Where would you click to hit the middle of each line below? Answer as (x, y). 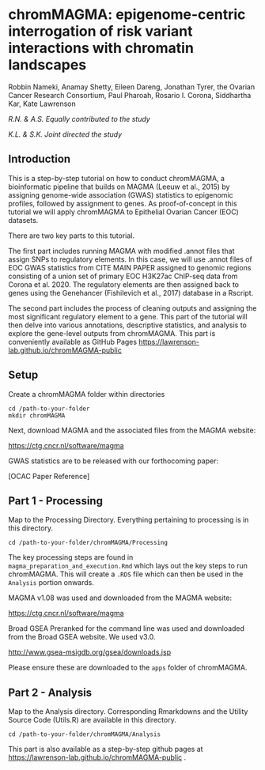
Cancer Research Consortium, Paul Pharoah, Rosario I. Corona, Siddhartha (130, 95)
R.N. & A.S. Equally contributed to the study (79, 119)
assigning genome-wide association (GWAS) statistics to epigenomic (121, 194)
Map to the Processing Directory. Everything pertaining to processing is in (129, 520)
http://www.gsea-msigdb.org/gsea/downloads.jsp (90, 652)
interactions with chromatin (101, 48)
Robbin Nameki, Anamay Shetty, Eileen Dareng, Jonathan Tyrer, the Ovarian (132, 87)
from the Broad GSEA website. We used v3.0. (82, 637)
